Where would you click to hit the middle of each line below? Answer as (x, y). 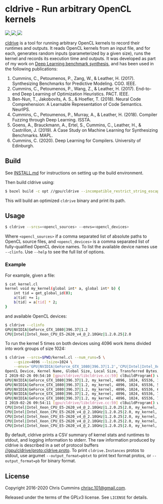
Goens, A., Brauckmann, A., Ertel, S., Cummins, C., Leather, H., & (77, 125)
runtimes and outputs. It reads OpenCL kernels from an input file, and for (78, 48)
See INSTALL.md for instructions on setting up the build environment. (74, 173)
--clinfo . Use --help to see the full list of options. (55, 252)
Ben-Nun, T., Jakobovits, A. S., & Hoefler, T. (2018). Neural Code (76, 99)
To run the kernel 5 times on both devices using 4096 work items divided (78, 343)
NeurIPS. (21, 109)
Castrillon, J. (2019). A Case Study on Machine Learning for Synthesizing (85, 130)
